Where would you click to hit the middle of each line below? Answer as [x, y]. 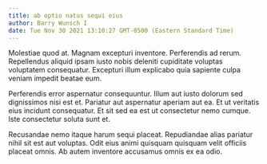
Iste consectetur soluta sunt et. [59, 119]
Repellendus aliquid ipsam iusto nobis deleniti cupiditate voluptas [116, 61]
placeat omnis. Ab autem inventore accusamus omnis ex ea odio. [115, 151]
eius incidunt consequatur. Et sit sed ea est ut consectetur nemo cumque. [130, 111]
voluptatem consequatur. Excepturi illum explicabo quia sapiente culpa [125, 70]
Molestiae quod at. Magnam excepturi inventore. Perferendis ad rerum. [125, 53]
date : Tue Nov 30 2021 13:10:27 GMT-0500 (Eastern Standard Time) [121, 30]
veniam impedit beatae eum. [55, 78]
